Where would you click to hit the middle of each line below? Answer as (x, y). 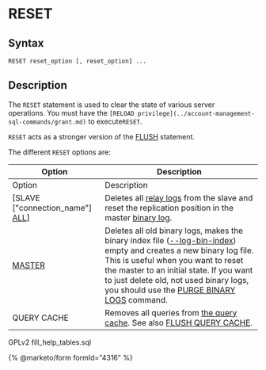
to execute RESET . (115, 121)
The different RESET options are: (59, 152)
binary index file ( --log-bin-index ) (171, 240)
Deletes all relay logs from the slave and (179, 197)
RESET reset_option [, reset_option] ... (78, 61)
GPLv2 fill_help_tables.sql (50, 342)
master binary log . (139, 217)
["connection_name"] (52, 208)
